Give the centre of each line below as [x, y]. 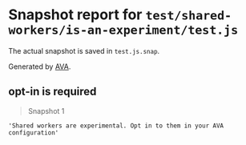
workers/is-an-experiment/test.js [123, 30]
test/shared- [189, 16]
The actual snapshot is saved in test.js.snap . [84, 50]
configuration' [34, 133]
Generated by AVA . [40, 66]
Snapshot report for [75, 15]
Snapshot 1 [46, 111]
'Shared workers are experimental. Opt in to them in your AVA [116, 126]
